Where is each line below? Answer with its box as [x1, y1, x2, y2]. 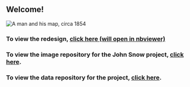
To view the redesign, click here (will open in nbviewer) [6, 34, 165, 43]
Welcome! [6, 5, 44, 15]
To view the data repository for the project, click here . [6, 73, 162, 81]
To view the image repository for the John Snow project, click [6, 50, 184, 58]
